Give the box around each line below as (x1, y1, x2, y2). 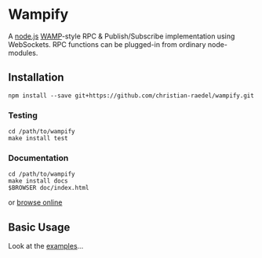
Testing (8, 110, 38, 121)
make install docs (8, 177, 68, 185)
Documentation (8, 152, 69, 163)
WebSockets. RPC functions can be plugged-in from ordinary (8, 39, 206, 49)
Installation (8, 71, 64, 84)
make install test (8, 135, 68, 143)
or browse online (8, 198, 63, 207)
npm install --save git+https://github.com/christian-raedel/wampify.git (8, 92, 255, 100)
